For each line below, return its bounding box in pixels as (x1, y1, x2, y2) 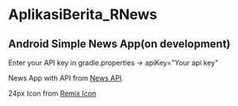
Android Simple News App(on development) (8, 37, 231, 51)
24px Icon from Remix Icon (8, 89, 97, 98)
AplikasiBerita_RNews (8, 6, 158, 24)
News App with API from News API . (8, 74, 125, 82)
